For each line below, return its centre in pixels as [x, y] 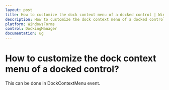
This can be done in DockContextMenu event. [53, 83]
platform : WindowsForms [30, 24]
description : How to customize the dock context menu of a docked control [85, 19]
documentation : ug [24, 33]
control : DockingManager [31, 29]
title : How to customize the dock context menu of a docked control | [81, 15]
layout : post [19, 10]
